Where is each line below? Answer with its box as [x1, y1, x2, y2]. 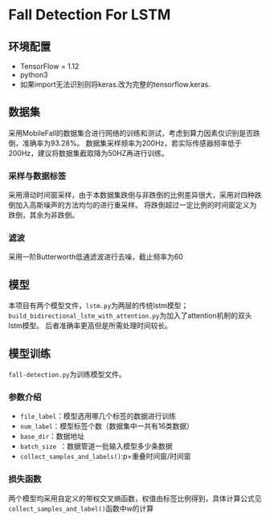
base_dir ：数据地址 [19, 432, 85, 441]
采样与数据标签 [8, 170, 67, 182]
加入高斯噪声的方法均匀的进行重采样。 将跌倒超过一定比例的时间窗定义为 [14, 200, 257, 210]
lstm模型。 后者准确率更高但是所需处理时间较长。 [8, 321, 173, 330]
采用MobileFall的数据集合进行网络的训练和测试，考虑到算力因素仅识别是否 [8, 128, 254, 137]
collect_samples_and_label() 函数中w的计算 [8, 503, 154, 513]
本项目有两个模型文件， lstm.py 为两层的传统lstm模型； [8, 301, 189, 310]
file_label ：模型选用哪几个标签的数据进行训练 [19, 412, 177, 421]
